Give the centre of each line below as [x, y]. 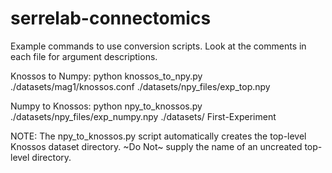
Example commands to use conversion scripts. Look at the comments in [158, 46]
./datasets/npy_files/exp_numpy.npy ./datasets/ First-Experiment [143, 116]
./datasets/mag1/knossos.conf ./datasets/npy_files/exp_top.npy [140, 86]
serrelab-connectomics [111, 18]
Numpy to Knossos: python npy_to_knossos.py [106, 106]
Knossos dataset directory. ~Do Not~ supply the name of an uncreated [156, 146]
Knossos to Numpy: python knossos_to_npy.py [106, 76]
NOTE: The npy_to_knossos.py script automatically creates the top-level [158, 136]
